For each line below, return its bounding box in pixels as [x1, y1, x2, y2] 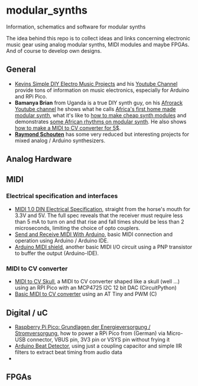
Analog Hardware [6, 154, 72, 164]
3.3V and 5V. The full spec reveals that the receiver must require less [14, 212, 183, 219]
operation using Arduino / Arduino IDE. [14, 237, 109, 244]
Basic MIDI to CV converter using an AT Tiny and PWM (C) [14, 291, 157, 298]
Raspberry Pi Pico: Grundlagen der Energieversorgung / [14, 323, 151, 330]
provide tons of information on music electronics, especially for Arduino [14, 87, 190, 94]
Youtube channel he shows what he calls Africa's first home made [14, 105, 176, 113]
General [6, 65, 37, 75]
